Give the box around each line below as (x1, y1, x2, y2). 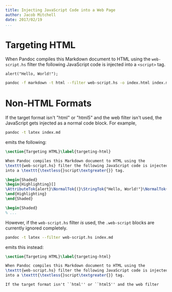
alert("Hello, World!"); (5, 71, 58, 77)
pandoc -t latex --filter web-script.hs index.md (5, 235, 114, 240)
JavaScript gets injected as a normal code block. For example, (5, 120, 137, 126)
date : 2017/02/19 (5, 17, 42, 22)
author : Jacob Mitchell (5, 12, 56, 17)
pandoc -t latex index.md (5, 130, 60, 135)
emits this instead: (5, 244, 44, 250)
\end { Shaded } (5, 196, 33, 201)
